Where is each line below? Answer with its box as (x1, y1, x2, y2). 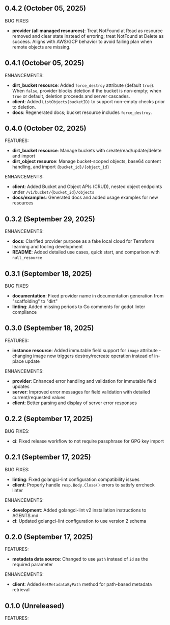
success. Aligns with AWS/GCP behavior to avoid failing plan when (12, 38, 152, 44)
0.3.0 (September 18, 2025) (5, 324, 94, 333)
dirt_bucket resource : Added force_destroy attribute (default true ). (12, 82, 155, 88)
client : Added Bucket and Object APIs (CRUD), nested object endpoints (12, 183, 162, 190)
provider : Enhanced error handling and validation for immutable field (12, 378, 156, 384)
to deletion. (12, 104, 36, 110)
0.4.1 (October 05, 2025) (5, 59, 84, 67)
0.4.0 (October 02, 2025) (5, 124, 87, 133)
